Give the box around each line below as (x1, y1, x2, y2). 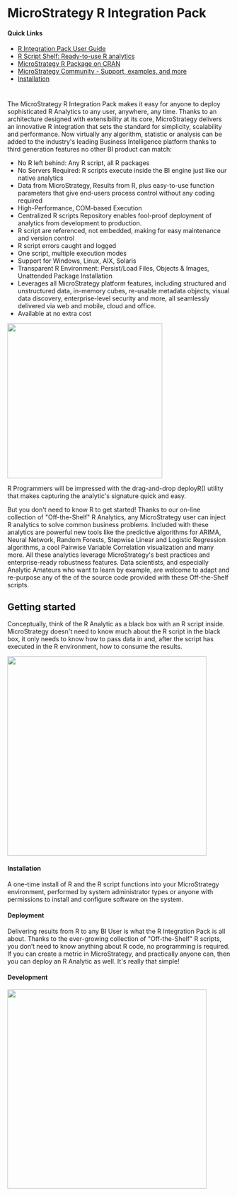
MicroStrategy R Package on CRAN (17, 60, 120, 68)
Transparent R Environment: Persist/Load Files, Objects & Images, (17, 264, 210, 272)
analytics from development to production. (17, 218, 142, 227)
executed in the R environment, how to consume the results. (7, 643, 183, 651)
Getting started (7, 601, 76, 613)
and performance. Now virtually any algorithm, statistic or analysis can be (7, 130, 223, 138)
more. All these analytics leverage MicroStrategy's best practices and (7, 551, 210, 559)
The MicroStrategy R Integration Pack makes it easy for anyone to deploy (7, 99, 221, 108)
